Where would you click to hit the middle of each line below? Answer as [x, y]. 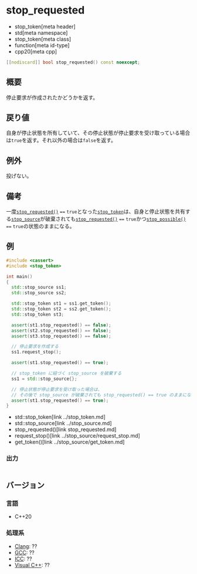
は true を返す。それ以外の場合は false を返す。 [61, 140]
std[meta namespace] [41, 32]
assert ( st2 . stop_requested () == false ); [61, 331]
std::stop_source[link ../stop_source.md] [63, 423]
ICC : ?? [23, 559]
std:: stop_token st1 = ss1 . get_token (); [61, 303]
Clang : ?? [26, 546]
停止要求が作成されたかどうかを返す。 [52, 97]
